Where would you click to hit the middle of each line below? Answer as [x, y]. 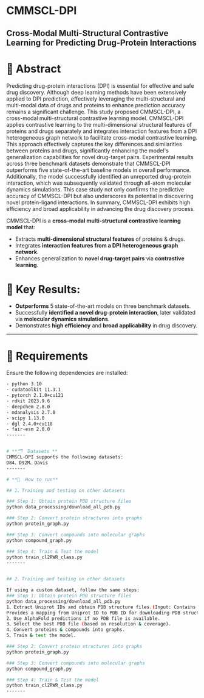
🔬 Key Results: [43, 289]
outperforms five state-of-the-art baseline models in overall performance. [99, 170]
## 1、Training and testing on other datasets [66, 490]
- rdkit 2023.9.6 [28, 401]
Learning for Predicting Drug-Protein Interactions [102, 42]
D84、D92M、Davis [27, 463]
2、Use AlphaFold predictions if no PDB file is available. [83, 618]
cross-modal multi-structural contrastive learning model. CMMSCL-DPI [95, 118]
